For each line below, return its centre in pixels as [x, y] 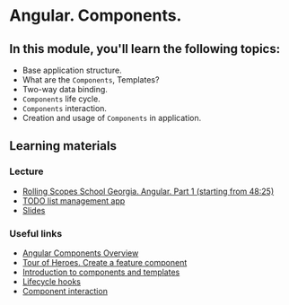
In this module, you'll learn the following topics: [145, 49]
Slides [34, 210]
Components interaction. [65, 108]
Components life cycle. [61, 99]
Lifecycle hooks [51, 281]
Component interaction [65, 291]
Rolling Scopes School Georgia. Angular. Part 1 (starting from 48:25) [148, 191]
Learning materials [63, 146]
